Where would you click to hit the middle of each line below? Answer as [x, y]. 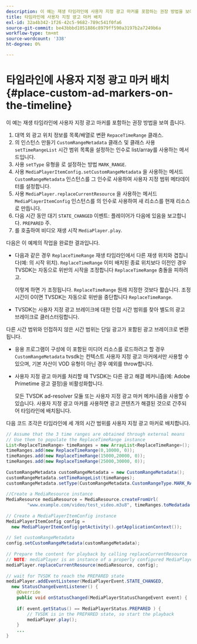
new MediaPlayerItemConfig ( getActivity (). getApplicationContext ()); [97, 527]
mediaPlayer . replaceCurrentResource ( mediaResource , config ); [82, 565]
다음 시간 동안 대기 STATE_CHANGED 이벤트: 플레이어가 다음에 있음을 [90, 215]
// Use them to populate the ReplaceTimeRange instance [76, 440]
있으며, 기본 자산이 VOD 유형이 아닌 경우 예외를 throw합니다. [84, 364]
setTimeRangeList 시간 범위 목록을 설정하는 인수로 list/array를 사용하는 [96, 150]
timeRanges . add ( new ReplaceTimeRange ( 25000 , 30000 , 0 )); [76, 462]
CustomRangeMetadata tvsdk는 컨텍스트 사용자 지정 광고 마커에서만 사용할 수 [102, 356]
